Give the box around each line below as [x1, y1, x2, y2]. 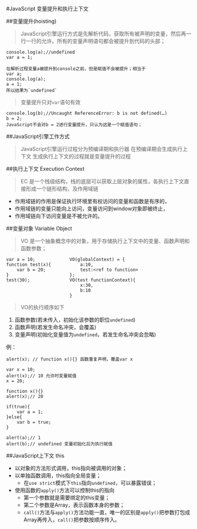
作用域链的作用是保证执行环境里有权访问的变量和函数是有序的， [14, 198, 170, 204]
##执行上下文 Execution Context [6, 166, 85, 172]
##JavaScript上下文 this [6, 452, 65, 459]
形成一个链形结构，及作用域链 [25, 185, 98, 192]
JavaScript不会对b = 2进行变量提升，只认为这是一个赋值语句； [6, 122, 143, 128]
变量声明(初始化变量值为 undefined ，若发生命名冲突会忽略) [14, 331, 156, 338]
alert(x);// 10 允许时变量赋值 [6, 373, 77, 379]
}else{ [6, 414, 22, 420]
